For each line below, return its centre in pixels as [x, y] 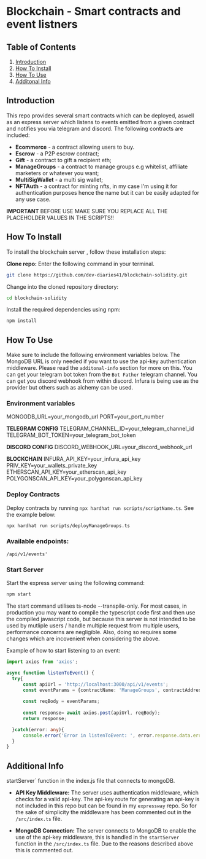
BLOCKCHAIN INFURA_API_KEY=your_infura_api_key [74, 459]
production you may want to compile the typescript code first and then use [101, 612]
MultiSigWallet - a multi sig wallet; [59, 179]
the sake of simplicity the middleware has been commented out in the [103, 812]
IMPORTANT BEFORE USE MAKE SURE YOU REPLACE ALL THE [87, 211]
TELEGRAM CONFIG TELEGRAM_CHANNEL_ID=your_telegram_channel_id [100, 429]
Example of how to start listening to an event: [63, 650]
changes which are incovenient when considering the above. [83, 638]
